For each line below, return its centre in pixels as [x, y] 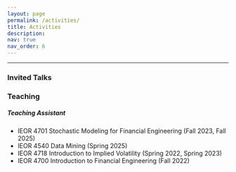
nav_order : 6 [26, 46]
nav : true [22, 40]
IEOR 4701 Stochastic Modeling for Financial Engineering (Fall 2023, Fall [122, 131]
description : [26, 33]
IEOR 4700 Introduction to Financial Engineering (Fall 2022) [103, 160]
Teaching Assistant [37, 113]
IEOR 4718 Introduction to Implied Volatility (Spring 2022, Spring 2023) [120, 153]
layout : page [26, 14]
